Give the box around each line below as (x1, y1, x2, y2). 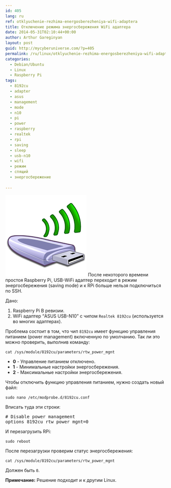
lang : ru (5, 13, 24, 19)
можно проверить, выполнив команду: (5, 339, 90, 345)
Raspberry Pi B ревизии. (12, 307, 65, 313)
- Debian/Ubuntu (10, 62, 44, 67)
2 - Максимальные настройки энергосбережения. (12, 369, 123, 375)
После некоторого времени (88, 271, 149, 277)
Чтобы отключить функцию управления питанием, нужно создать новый (5, 379, 164, 385)
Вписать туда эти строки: (5, 404, 61, 410)
